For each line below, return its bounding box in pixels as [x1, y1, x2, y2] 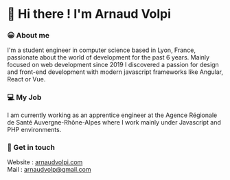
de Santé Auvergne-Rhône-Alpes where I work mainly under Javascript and [7, 118, 221, 126]
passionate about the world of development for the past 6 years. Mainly [7, 53, 209, 62]
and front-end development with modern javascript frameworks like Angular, [7, 68, 224, 76]
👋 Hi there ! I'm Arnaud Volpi [7, 6, 172, 22]
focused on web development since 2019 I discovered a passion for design [7, 61, 220, 69]
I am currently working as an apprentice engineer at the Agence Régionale [7, 111, 218, 119]
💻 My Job [7, 92, 42, 102]
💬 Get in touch [7, 142, 55, 152]
